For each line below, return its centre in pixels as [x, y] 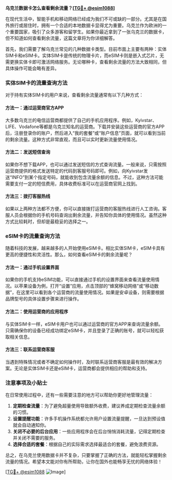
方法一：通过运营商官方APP [35, 108]
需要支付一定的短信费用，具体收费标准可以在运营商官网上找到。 [72, 184]
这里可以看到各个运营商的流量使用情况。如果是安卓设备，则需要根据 [93, 292]
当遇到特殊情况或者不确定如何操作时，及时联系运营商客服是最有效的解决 [81, 362]
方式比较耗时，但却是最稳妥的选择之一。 [48, 221]
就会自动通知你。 [31, 425]
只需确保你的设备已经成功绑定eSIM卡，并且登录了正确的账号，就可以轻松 [82, 330]
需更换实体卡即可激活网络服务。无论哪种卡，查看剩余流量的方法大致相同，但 [86, 62]
